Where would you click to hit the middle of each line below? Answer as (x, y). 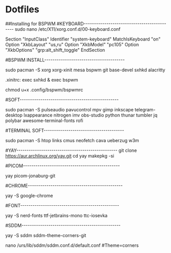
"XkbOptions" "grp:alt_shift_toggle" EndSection (55, 50)
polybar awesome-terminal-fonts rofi (44, 120)
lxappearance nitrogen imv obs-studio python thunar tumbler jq (91, 115)
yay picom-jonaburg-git (30, 176)
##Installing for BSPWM (30, 24)
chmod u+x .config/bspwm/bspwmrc (44, 90)
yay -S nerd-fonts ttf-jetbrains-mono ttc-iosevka (56, 215)
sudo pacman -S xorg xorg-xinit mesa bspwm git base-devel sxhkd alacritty (85, 70)
